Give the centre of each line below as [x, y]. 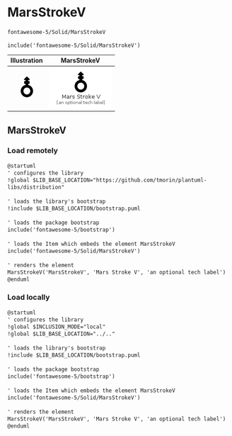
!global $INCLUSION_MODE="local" [57, 327]
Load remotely [33, 150]
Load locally [29, 297]
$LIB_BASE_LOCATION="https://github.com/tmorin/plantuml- [120, 180]
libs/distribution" [36, 187]
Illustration [27, 60]
